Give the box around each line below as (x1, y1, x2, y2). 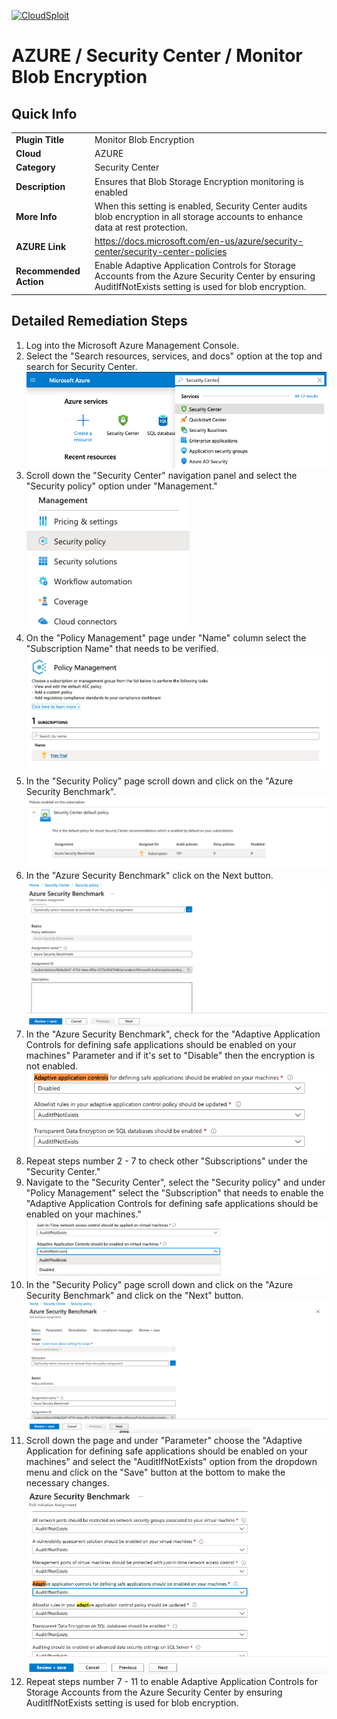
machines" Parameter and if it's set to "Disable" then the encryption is (25, 1050, 316, 1062)
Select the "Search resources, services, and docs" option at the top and (25, 350, 323, 362)
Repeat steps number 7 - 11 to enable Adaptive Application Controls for (25, 1676, 318, 1687)
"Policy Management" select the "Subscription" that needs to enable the (25, 1187, 324, 1199)
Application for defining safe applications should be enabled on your (25, 1445, 308, 1457)
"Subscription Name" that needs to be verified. (25, 642, 219, 654)
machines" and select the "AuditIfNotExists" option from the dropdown (25, 1455, 318, 1467)
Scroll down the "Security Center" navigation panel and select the (25, 469, 298, 481)
